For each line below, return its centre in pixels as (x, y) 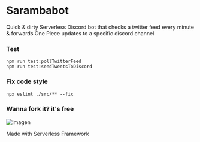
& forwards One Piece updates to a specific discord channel (80, 33)
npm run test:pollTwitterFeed (44, 61)
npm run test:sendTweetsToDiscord (49, 67)
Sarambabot (37, 10)
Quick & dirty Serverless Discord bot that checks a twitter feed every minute (100, 27)
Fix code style (27, 81)
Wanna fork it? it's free (40, 109)
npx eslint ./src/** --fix (40, 94)
